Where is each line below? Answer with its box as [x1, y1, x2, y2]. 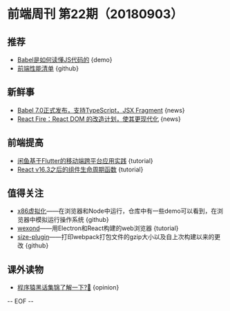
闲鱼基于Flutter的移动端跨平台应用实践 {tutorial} [17, 156, 153, 164]
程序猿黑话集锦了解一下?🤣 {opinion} [17, 283, 119, 292]
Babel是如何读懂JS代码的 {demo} [17, 56, 113, 64]
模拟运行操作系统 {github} [35, 216, 109, 224]
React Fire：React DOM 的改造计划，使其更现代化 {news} [17, 115, 181, 123]
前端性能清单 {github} [17, 64, 79, 73]
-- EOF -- [7, 297, 35, 305]
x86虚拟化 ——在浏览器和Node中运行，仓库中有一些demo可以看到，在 [17, 207, 218, 215]
